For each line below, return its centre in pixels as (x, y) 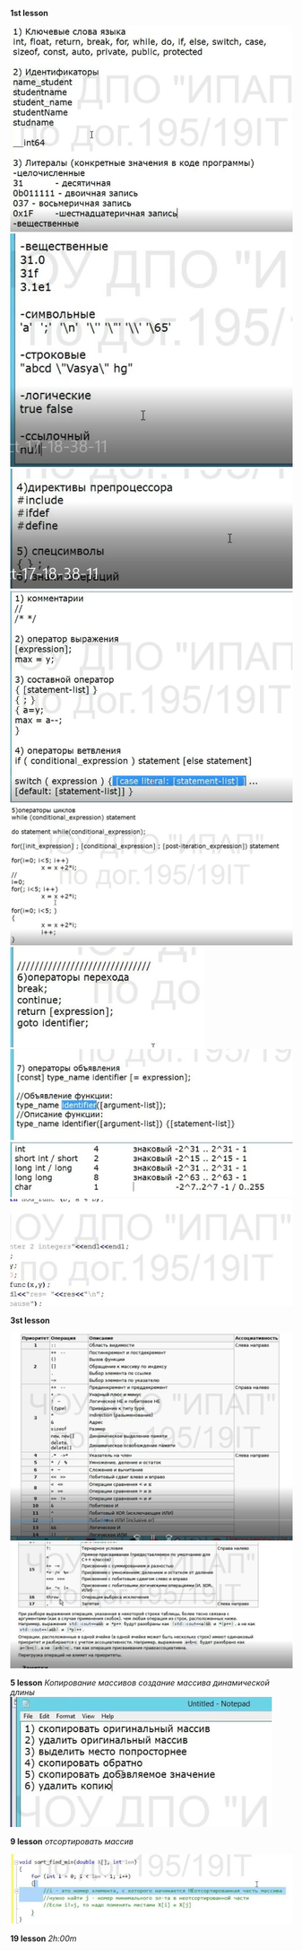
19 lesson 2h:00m (43, 1938)
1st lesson (29, 13)
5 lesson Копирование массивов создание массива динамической (140, 1683)
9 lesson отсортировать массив (72, 1841)
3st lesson (30, 1320)
